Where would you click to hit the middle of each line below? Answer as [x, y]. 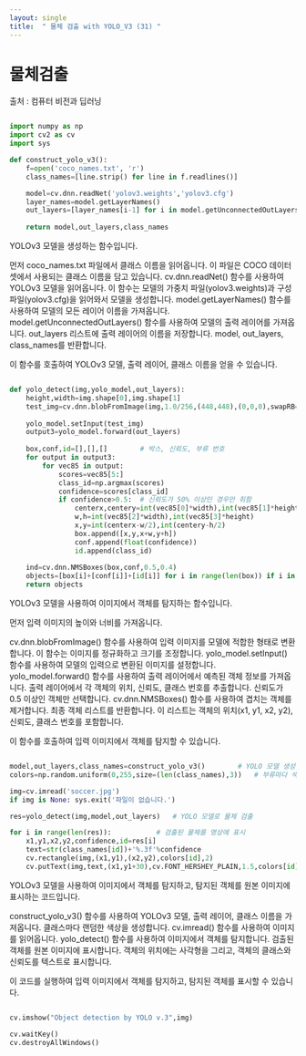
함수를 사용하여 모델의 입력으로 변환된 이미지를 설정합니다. [113, 665]
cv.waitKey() [34, 1034]
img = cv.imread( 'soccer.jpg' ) [65, 791]
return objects [55, 585]
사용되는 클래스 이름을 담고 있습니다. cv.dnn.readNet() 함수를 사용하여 [158, 277]
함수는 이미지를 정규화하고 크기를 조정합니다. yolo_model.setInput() [167, 654]
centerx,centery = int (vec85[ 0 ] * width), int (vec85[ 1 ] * [174, 508]
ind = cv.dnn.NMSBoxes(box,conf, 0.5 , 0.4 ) [102, 568]
